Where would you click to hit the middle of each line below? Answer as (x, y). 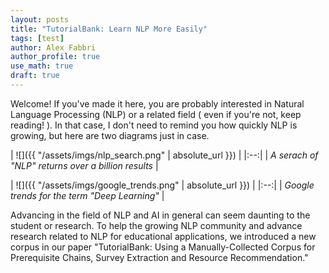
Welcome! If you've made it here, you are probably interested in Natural (157, 103)
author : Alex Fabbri (53, 47)
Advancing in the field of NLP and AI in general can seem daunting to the (160, 215)
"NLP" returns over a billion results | (84, 165)
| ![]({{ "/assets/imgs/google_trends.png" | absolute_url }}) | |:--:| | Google (162, 185)
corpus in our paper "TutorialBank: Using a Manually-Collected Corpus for (163, 247)
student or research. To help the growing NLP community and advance (156, 225)
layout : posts (40, 19)
